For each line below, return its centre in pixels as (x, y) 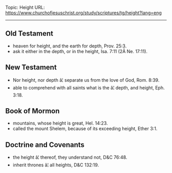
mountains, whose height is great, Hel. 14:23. (60, 123)
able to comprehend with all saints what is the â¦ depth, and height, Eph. (89, 88)
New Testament (31, 68)
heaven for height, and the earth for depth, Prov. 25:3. (70, 46)
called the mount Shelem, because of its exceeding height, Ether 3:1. (85, 129)
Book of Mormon (33, 111)
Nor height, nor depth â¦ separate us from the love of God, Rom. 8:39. (86, 80)
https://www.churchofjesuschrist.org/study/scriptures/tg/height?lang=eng (84, 13)
